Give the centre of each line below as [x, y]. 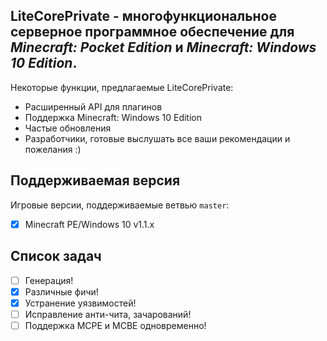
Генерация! [49, 280]
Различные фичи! [61, 291]
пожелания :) [53, 149]
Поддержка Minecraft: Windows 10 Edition [113, 117]
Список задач [56, 256]
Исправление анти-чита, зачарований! [108, 314]
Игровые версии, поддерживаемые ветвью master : [120, 205]
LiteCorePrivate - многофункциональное [143, 16]
